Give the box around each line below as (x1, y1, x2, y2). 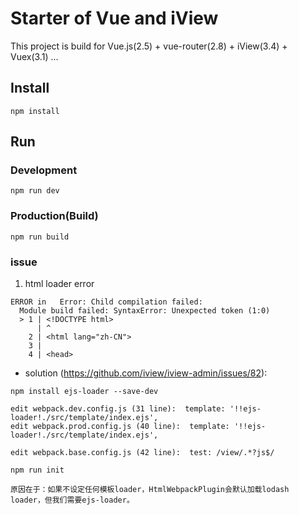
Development (10, 163, 78, 177)
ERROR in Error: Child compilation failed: (10, 297, 203, 307)
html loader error (24, 278, 95, 290)
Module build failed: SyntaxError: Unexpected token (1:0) (19, 306, 271, 316)
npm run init (10, 465, 65, 476)
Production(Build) (10, 209, 99, 223)
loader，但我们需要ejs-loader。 (10, 495, 135, 506)
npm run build (10, 232, 70, 242)
